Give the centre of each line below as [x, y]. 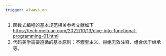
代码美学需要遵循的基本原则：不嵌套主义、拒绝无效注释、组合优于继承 [87, 42]
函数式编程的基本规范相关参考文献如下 [53, 25]
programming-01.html [36, 36]
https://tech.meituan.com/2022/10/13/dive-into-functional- [75, 30]
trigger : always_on [26, 10]
